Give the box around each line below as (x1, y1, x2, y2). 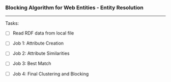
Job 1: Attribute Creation (12, 40, 64, 47)
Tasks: (5, 20, 19, 26)
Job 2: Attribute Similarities (12, 50, 70, 57)
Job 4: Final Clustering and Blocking (12, 70, 89, 77)
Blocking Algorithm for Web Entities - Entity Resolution (5, 4, 144, 11)
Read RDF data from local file (12, 30, 74, 36)
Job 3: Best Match (12, 60, 51, 67)
